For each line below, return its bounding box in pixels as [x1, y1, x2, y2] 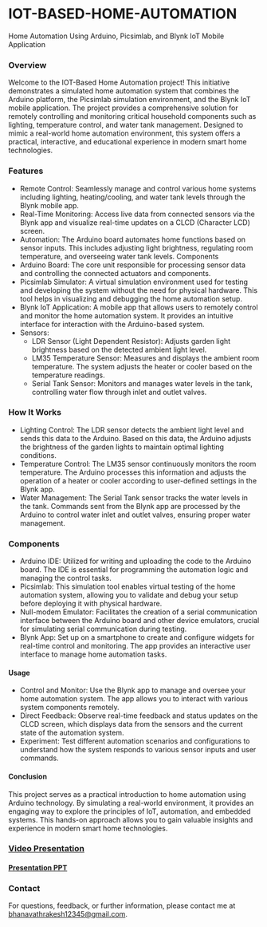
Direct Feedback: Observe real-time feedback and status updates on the [19, 711, 258, 720]
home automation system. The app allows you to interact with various [19, 694, 249, 704]
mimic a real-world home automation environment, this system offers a [8, 128, 241, 138]
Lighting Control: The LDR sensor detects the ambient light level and [19, 424, 245, 435]
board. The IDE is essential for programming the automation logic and [19, 565, 249, 574]
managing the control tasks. [19, 574, 112, 583]
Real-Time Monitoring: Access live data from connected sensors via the [19, 209, 255, 219]
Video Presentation [8, 843, 85, 854]
